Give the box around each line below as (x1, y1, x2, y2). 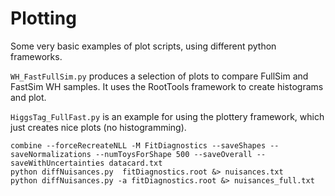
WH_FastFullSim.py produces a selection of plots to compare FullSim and (10, 70, 309, 82)
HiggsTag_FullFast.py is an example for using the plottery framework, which (10, 110, 325, 122)
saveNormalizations (10, 149, 92, 159)
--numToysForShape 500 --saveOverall (95, 149, 253, 159)
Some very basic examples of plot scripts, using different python (10, 40, 277, 52)
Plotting (10, 7, 77, 30)
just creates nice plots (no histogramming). (10, 121, 187, 133)
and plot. (10, 91, 47, 103)
